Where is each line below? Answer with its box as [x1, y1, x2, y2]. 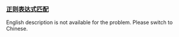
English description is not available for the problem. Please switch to [6, 19, 173, 26]
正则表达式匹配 [6, 5, 49, 13]
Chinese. [6, 25, 28, 32]
